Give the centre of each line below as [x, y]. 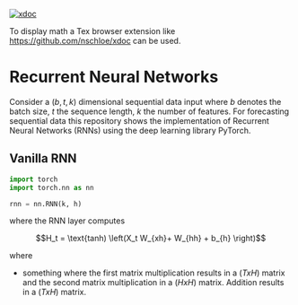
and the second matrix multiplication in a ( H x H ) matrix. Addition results [153, 283]
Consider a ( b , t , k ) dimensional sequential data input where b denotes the [145, 101]
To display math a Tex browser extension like [92, 31]
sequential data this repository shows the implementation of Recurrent [139, 120]
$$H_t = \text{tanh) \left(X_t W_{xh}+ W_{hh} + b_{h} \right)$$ [151, 239]
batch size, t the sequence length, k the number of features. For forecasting [149, 111]
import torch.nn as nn [52, 187]
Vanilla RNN [43, 158]
